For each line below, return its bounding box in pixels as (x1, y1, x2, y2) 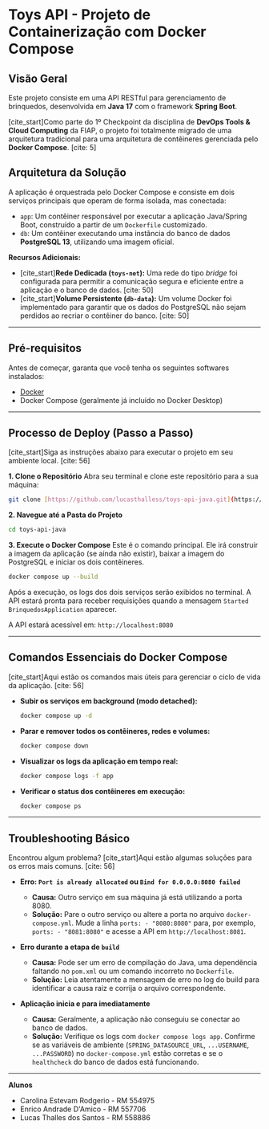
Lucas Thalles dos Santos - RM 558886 (19, 1113, 151, 1123)
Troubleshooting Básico (8, 831, 130, 845)
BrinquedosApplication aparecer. (8, 605, 118, 614)
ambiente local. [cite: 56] (8, 456, 90, 466)
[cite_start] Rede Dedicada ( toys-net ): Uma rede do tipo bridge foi (19, 267, 238, 278)
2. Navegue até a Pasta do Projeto (8, 510, 122, 520)
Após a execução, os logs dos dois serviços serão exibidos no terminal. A (8, 588, 251, 597)
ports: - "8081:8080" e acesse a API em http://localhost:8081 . (31, 927, 247, 936)
